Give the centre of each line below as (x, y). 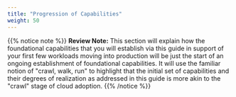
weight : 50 (23, 21)
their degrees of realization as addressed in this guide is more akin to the (114, 78)
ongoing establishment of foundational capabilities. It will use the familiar (114, 63)
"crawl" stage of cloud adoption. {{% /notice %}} (79, 86)
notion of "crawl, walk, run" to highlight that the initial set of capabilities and (118, 71)
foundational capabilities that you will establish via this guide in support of (116, 48)
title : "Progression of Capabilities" (65, 14)
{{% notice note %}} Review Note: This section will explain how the (106, 40)
